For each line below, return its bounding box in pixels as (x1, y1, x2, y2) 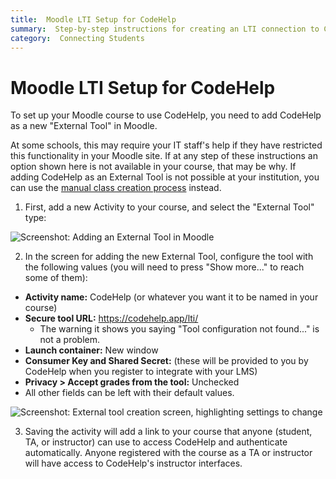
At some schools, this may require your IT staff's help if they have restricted (10, 139, 323, 151)
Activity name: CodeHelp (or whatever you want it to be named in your (24, 291, 319, 303)
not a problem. (39, 334, 101, 346)
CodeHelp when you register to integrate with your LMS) (24, 366, 258, 378)
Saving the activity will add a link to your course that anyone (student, (24, 426, 313, 438)
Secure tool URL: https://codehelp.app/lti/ (24, 312, 199, 325)
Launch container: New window (24, 344, 159, 356)
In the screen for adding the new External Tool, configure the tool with (24, 251, 314, 263)
